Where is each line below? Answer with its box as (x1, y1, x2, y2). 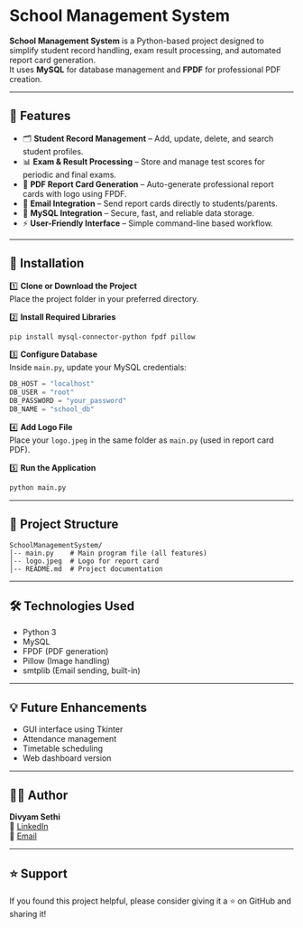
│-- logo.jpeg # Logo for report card (9, 557, 160, 566)
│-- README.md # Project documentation (9, 564, 164, 574)
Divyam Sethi (9, 811, 60, 822)
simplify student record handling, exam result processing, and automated (9, 44, 281, 55)
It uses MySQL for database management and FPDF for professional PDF (9, 64, 281, 75)
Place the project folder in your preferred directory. (9, 293, 199, 304)
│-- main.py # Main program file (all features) (9, 548, 207, 558)
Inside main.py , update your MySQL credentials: (9, 362, 187, 373)
